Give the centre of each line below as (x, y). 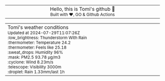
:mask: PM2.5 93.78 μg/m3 (34, 57)
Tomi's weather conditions (38, 27)
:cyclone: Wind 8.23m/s (30, 62)
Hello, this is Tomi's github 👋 (82, 9)
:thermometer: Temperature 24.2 (39, 43)
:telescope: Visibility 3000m (34, 67)
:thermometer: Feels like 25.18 (37, 48)
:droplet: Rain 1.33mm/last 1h (36, 72)
